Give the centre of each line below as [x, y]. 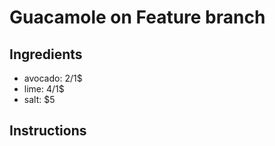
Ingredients [46, 54]
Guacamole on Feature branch [137, 17]
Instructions [48, 131]
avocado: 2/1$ [53, 78]
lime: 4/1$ [44, 89]
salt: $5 [39, 99]
